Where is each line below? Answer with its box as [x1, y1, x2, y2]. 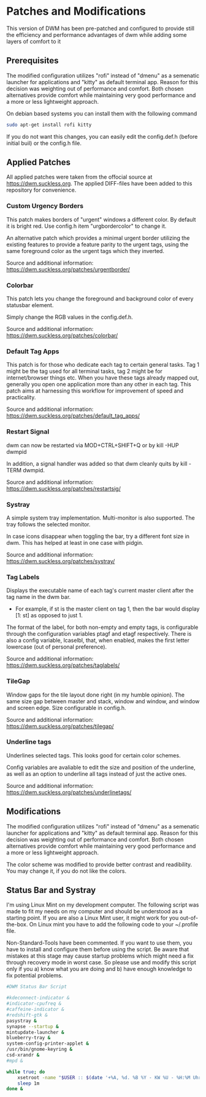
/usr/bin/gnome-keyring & [6, 1046, 72, 1053]
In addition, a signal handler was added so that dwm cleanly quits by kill [6, 459, 188, 467]
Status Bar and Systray [6, 885, 96, 896]
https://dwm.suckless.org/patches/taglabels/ [6, 662, 120, 669]
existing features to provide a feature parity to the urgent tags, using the [6, 241, 189, 248]
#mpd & [6, 1058, 23, 1064]
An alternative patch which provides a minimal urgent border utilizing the [6, 234, 190, 241]
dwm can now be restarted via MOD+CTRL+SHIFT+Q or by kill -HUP [6, 441, 179, 449]
